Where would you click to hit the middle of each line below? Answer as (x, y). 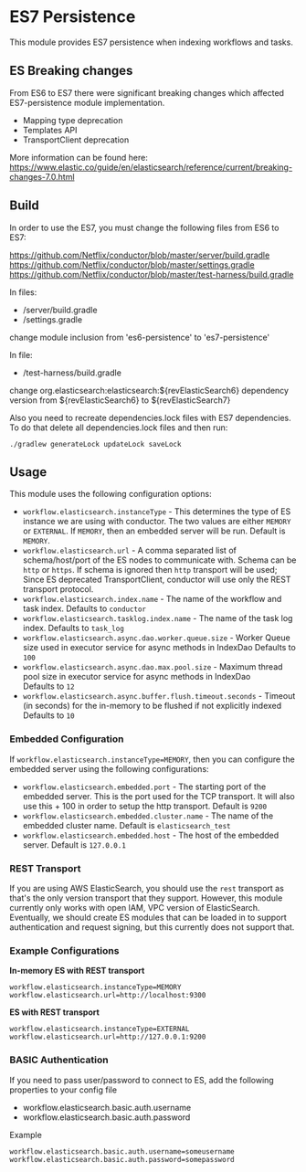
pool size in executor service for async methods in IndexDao (137, 677)
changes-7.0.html (42, 176)
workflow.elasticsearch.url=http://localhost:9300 (108, 996)
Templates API (50, 130)
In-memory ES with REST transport (77, 971)
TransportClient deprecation (76, 140)
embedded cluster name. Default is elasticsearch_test (127, 825)
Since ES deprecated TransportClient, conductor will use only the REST (157, 580)
